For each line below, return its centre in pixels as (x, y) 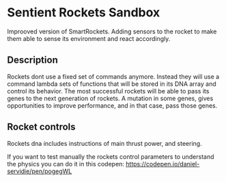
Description (32, 60)
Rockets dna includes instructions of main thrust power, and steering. (105, 143)
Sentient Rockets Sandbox (84, 13)
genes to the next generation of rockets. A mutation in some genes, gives (110, 98)
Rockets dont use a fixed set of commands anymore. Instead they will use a (113, 76)
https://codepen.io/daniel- (163, 164)
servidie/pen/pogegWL (40, 171)
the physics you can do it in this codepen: (66, 164)
